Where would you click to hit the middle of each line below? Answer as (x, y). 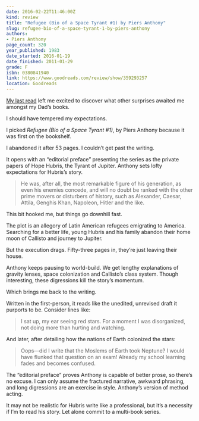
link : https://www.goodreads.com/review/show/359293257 (77, 78)
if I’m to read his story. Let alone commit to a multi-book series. (83, 412)
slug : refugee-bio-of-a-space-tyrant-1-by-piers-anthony (78, 28)
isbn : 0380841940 (28, 73)
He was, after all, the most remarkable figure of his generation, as (101, 183)
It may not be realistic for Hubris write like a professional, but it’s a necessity (99, 405)
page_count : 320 (26, 45)
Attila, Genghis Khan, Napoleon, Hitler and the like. (82, 202)
